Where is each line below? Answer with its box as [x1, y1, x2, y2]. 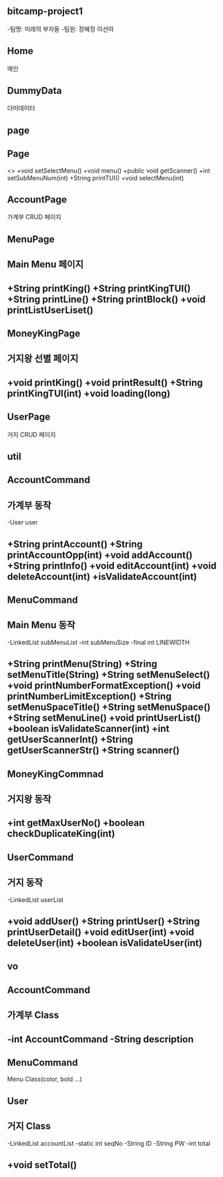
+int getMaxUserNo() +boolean [7, 817, 145, 829]
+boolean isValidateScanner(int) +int [7, 723, 170, 735]
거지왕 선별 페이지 [7, 352, 79, 365]
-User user [7, 518, 38, 527]
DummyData [7, 85, 62, 97]
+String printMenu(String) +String [7, 658, 157, 670]
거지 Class [7, 1120, 51, 1132]
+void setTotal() [7, 1159, 77, 1171]
